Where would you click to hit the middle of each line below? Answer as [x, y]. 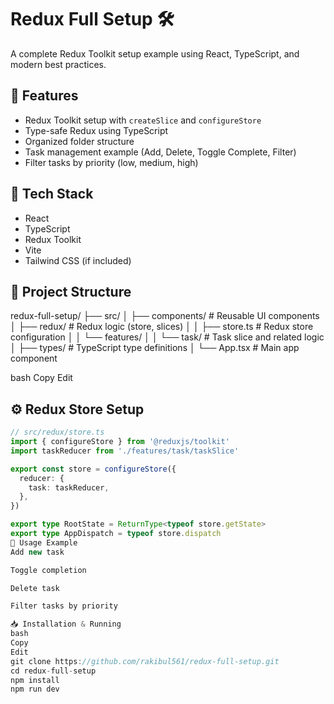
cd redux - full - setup [53, 671]
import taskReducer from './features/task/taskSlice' [125, 451]
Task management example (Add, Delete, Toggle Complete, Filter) [160, 152]
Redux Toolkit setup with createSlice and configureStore [143, 120]
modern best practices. [58, 64]
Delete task [35, 588]
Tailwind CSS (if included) [78, 260]
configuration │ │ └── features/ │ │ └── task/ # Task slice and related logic [167, 337]
